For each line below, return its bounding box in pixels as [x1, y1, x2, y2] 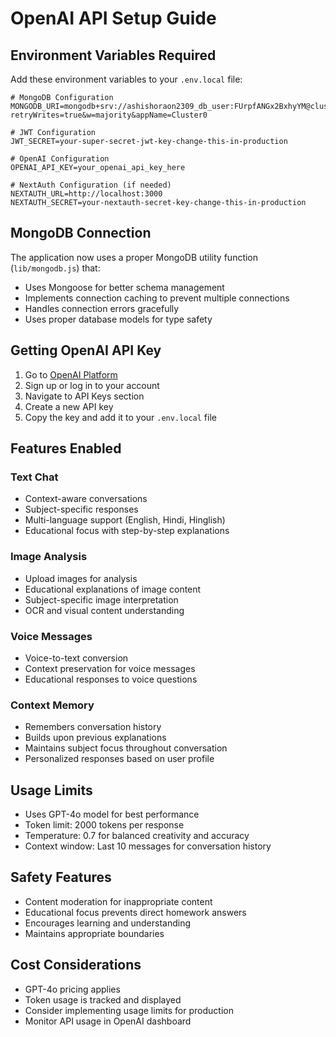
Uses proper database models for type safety [24, 313, 213, 325]
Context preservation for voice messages [24, 662, 196, 674]
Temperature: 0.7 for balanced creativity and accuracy [24, 830, 250, 842]
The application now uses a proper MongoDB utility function [10, 251, 259, 263]
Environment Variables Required [10, 47, 217, 64]
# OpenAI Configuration [10, 154, 110, 164]
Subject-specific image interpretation [24, 593, 179, 606]
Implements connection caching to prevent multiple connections [24, 292, 290, 304]
